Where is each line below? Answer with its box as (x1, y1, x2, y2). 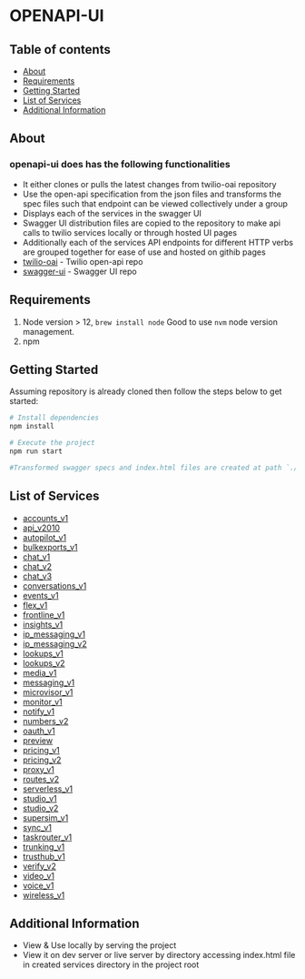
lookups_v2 (22, 657, 65, 669)
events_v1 (22, 590, 59, 601)
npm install (9, 422, 54, 431)
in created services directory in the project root (22, 959, 200, 970)
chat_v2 (22, 560, 53, 571)
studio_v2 (22, 802, 59, 813)
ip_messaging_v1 (22, 629, 86, 640)
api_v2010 (22, 522, 61, 533)
